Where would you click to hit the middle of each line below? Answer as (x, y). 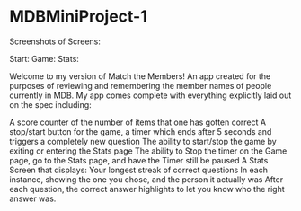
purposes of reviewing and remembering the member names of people (141, 85)
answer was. (33, 198)
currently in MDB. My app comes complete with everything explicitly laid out (150, 95)
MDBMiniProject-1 (79, 17)
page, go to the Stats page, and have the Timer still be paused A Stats (139, 160)
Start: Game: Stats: (44, 58)
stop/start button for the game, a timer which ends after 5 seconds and (141, 131)
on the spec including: (50, 104)
